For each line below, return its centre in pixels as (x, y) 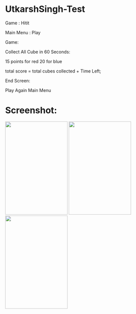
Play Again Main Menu (28, 90)
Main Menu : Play (23, 32)
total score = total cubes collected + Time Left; (53, 71)
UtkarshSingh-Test (45, 9)
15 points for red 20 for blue (34, 61)
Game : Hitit (17, 23)
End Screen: (18, 80)
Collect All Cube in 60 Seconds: (38, 52)
